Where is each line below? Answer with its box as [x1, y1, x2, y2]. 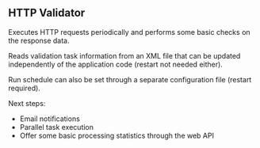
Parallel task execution [19, 122, 94, 131]
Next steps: [8, 98, 46, 108]
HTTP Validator [8, 6, 86, 20]
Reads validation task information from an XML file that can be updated [8, 51, 241, 60]
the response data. [8, 36, 70, 45]
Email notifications [19, 114, 81, 123]
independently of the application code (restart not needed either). [8, 59, 224, 69]
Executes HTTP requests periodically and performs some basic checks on [8, 27, 251, 36]
